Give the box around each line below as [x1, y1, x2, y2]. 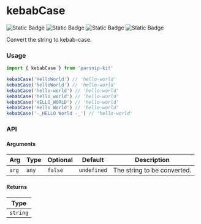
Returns [6, 183, 28, 190]
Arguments [6, 140, 36, 147]
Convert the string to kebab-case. [6, 36, 92, 43]
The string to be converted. [113, 166, 192, 175]
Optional [47, 156, 74, 164]
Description [134, 156, 170, 164]
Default [82, 156, 104, 164]
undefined [78, 167, 107, 174]
